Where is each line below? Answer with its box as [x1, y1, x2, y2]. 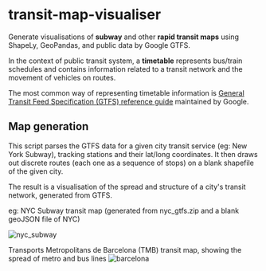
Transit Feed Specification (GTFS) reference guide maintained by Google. [8, 96, 249, 106]
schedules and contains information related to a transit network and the [8, 64, 243, 73]
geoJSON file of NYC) [8, 214, 80, 224]
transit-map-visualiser [8, 6, 162, 24]
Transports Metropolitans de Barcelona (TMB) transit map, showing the [8, 245, 242, 254]
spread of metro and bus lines [8, 253, 107, 263]
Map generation [8, 120, 89, 133]
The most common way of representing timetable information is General [8, 88, 244, 97]
